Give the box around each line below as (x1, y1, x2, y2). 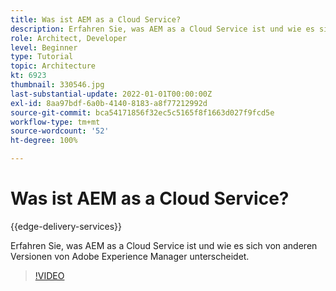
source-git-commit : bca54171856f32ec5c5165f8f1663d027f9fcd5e (10, 107, 275, 118)
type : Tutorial (10, 52, 74, 62)
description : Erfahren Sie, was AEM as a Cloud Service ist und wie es (10, 24, 315, 34)
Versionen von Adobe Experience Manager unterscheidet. (10, 250, 250, 262)
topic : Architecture (10, 61, 97, 71)
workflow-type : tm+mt (10, 117, 101, 127)
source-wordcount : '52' (10, 126, 110, 136)
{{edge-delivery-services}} (10, 220, 123, 232)
